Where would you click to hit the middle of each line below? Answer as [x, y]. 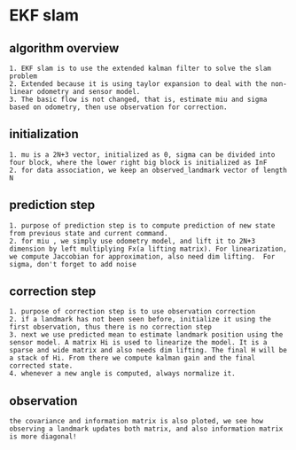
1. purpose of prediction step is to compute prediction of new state [142, 225]
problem [23, 76]
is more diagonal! [43, 437]
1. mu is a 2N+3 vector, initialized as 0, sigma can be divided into [142, 155]
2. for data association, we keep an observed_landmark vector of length [148, 170]
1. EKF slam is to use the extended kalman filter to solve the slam [140, 68]
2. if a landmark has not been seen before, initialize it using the [140, 320]
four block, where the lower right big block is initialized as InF [138, 162]
